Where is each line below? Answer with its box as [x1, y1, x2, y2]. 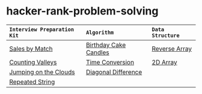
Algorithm [86, 29, 114, 36]
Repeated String [9, 77, 55, 86]
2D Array [151, 58, 177, 66]
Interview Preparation [9, 26, 74, 33]
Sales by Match [9, 44, 53, 52]
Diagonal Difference [86, 67, 142, 76]
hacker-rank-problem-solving [6, 4, 159, 18]
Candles [86, 48, 109, 57]
